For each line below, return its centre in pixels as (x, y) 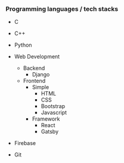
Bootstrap (53, 106)
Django (41, 75)
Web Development (37, 57)
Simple (41, 87)
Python (23, 45)
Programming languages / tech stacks (62, 9)
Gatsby (50, 132)
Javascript (54, 113)
